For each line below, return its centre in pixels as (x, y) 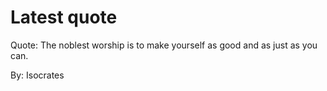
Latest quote (64, 17)
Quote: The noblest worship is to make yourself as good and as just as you (164, 45)
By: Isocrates (37, 75)
